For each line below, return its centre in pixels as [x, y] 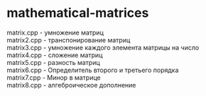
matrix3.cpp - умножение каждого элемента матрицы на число [103, 47]
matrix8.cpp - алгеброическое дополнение [71, 85]
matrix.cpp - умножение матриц [55, 32]
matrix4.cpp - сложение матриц [55, 55]
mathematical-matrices [78, 13]
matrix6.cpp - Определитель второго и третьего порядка [93, 70]
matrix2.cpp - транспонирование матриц [69, 40]
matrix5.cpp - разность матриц [53, 62]
